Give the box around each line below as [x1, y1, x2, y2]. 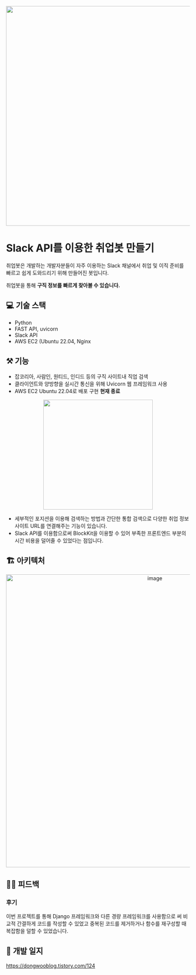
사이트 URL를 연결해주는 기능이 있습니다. [14, 522, 108, 529]
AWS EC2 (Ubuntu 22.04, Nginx [14, 337, 92, 345]
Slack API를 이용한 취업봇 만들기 [6, 241, 155, 255]
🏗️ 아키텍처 [6, 555, 45, 565]
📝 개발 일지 [6, 946, 44, 956]
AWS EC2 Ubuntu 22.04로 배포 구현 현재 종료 [14, 387, 121, 394]
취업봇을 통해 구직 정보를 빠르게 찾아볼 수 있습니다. [6, 281, 121, 289]
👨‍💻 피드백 [6, 879, 40, 889]
